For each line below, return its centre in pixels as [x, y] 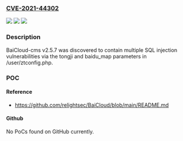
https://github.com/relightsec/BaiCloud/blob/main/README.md [91, 105]
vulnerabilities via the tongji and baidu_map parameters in [76, 56]
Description [23, 37]
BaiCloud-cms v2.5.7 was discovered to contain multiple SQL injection [92, 50]
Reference [19, 92]
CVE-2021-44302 [33, 8]
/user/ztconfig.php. [30, 63]
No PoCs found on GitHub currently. [50, 132]
